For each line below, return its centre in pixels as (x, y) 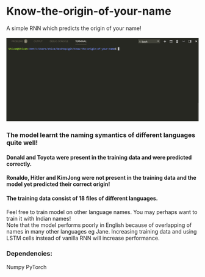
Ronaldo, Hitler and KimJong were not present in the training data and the (101, 178)
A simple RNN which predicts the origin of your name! (74, 28)
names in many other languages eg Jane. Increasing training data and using (102, 231)
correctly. (19, 164)
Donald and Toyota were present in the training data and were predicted (99, 157)
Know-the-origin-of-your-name (89, 11)
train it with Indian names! (39, 218)
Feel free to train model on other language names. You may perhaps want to (102, 212)
